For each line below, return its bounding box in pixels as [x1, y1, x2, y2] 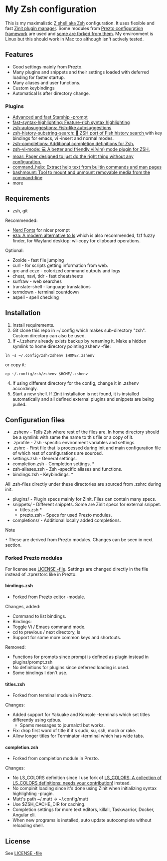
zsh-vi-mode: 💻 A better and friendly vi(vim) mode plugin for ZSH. [12, 146, 150, 152]
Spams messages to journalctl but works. [19, 722, 105, 728]
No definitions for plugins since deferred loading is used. [12, 664, 130, 670]
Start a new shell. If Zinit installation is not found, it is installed [12, 391, 140, 397]
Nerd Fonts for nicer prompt [12, 227, 70, 233]
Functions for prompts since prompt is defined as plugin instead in [12, 654, 149, 660]
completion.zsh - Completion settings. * [12, 461, 95, 467]
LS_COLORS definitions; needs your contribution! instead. [12, 780, 131, 786]
